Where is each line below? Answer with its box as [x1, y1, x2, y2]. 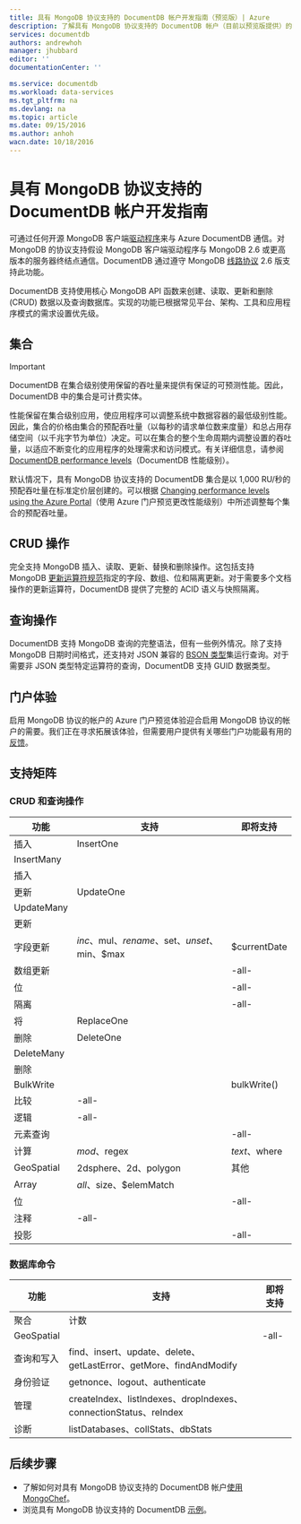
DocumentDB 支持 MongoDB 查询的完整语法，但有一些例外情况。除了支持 [9, 638, 282, 649]
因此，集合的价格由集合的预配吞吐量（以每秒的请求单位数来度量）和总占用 [9, 420, 284, 431]
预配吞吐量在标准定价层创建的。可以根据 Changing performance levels [9, 485, 271, 496]
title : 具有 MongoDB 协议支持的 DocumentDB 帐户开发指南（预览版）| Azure [9, 13, 271, 22]
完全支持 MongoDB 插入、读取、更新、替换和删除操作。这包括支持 [9, 561, 255, 572]
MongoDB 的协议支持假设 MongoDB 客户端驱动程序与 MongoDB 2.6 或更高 [9, 244, 287, 255]
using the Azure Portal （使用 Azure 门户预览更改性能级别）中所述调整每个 [9, 496, 283, 507]
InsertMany [13, 853, 62, 865]
